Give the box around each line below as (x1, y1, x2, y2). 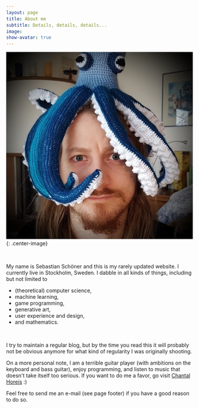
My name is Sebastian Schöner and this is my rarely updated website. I (6, 263, 179, 270)
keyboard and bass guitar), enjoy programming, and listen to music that (6, 366, 181, 373)
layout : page (6, 10, 38, 15)
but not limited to (6, 276, 47, 283)
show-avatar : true (6, 34, 52, 41)
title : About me (6, 15, 46, 22)
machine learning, (14, 293, 59, 301)
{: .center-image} (6, 240, 49, 247)
